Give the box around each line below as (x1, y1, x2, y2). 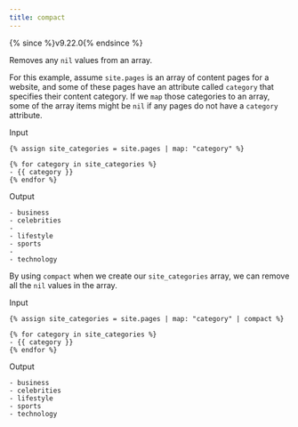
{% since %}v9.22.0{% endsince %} (9, 37, 143, 48)
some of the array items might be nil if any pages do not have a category (9, 100, 278, 111)
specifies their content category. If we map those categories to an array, (9, 91, 270, 101)
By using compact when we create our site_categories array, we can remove (9, 270, 290, 281)
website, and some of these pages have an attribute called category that (9, 81, 274, 92)
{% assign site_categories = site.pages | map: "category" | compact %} (9, 314, 285, 323)
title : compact (9, 12, 66, 22)
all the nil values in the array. (9, 279, 117, 290)
